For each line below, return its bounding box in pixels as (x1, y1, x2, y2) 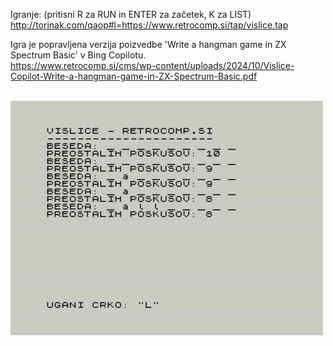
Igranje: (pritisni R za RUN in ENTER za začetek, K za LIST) (10, 9, 252, 20)
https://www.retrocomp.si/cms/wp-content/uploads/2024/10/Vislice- (10, 60, 295, 71)
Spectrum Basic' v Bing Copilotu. (10, 49, 147, 61)
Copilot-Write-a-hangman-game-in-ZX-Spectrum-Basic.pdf (10, 70, 258, 82)
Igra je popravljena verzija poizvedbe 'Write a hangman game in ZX (10, 39, 287, 50)
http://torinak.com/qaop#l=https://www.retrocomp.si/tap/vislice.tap (10, 19, 289, 31)
